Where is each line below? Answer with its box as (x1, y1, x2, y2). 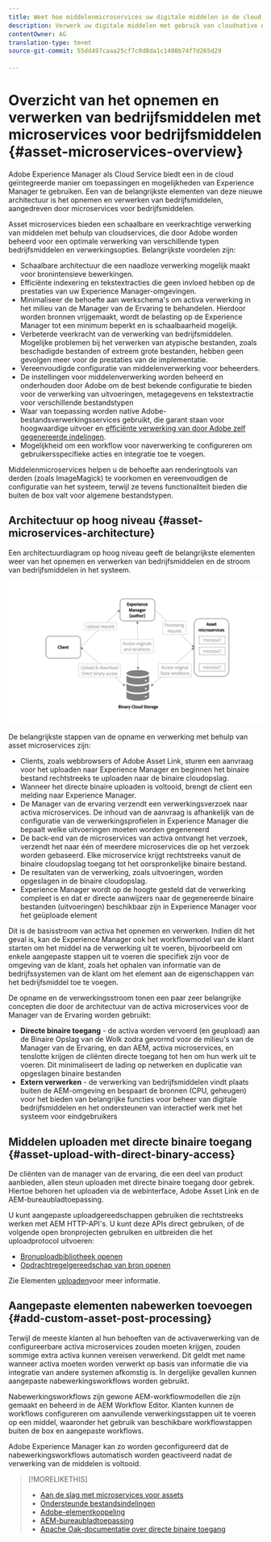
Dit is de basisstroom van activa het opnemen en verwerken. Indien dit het (8, 926, 256, 936)
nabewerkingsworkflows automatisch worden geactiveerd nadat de (8, 1450, 232, 1460)
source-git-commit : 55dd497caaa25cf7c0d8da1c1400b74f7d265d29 (8, 47, 222, 56)
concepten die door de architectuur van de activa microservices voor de (8, 1002, 249, 1011)
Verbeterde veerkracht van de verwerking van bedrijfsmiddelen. (19, 329, 234, 339)
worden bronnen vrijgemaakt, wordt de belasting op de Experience (19, 311, 243, 322)
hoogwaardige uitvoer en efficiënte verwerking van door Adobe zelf (19, 423, 246, 433)
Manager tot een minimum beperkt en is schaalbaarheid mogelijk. (19, 320, 238, 330)
